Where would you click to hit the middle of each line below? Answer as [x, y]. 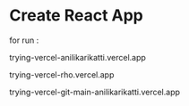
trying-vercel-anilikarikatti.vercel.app [77, 57]
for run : [24, 40]
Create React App [76, 16]
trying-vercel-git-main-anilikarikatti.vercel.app [95, 92]
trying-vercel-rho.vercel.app [62, 74]
